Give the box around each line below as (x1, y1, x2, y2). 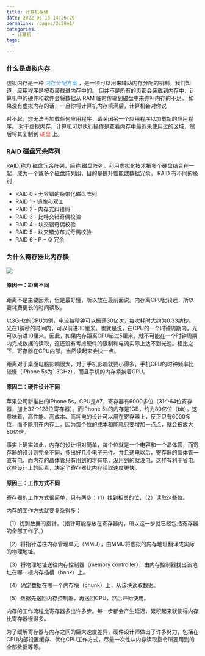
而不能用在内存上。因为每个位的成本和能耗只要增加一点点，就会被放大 (16, 420, 193, 428)
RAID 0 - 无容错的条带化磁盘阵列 (15, 190, 98, 198)
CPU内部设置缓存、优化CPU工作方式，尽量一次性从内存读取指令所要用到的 (6, 636, 195, 643)
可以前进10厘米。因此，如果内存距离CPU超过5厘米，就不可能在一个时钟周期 (6, 332, 198, 339)
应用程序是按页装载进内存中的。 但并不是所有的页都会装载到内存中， (16, 87, 190, 95)
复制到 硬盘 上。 (22, 131, 63, 138)
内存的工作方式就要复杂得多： (6, 507, 81, 514)
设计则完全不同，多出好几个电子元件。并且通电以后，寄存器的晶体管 (22, 449, 193, 456)
